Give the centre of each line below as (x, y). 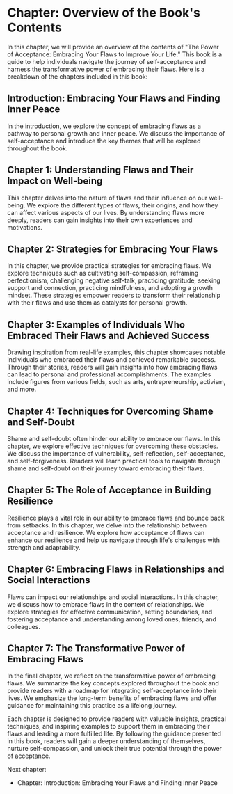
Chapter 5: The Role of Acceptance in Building (109, 490)
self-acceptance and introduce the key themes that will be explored (104, 141)
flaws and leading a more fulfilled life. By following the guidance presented (114, 734)
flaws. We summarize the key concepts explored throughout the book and (113, 683)
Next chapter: (27, 770)
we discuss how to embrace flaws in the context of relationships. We (106, 604)
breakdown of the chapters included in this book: (78, 76)
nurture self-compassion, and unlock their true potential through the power (115, 749)
